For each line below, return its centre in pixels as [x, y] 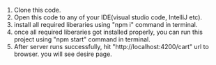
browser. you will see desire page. [63, 54]
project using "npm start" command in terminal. [82, 39]
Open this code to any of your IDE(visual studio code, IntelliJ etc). [108, 17]
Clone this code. [37, 10]
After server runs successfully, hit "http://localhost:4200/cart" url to [111, 47]
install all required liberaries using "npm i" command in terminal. [106, 25]
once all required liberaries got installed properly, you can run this [108, 32]
